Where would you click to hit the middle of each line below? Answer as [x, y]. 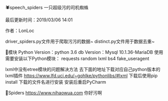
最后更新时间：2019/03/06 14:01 [39, 20]
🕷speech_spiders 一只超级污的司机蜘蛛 [47, 7]
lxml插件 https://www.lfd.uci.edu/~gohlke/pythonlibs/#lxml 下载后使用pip [81, 76]
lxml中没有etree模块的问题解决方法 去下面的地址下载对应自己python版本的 [83, 69]
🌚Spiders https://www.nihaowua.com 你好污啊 [54, 93]
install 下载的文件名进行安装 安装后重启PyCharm [56, 82]
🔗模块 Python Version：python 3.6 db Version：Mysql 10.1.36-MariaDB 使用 [84, 52]
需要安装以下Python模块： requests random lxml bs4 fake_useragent [77, 58]
